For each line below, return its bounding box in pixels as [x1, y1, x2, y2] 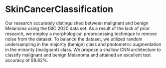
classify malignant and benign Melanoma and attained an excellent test [5, 51, 151, 58]
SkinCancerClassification [5, 3, 114, 15]
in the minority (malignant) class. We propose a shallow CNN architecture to [5, 46, 161, 52]
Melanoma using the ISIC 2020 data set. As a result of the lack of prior [5, 25, 150, 31]
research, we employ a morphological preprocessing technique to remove [5, 30, 157, 36]
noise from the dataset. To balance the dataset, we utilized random [5, 36, 143, 42]
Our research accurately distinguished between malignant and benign [5, 20, 149, 26]
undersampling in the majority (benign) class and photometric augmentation [5, 41, 162, 47]
